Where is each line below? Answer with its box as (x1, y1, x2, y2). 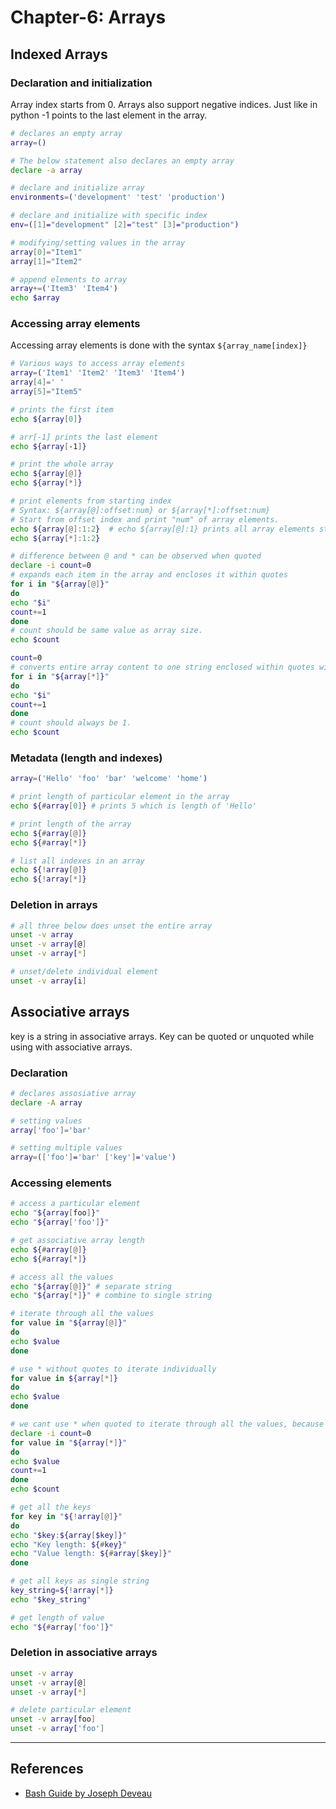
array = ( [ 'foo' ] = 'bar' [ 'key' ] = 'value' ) (10, 1152, 177, 1163)
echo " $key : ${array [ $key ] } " (10, 1530, 128, 1540)
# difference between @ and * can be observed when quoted (10, 551, 262, 561)
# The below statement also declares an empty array (10, 156, 235, 166)
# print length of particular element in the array (10, 792, 230, 802)
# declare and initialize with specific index (10, 211, 208, 221)
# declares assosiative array (10, 1088, 137, 1098)
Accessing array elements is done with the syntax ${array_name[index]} (10, 339, 308, 351)
